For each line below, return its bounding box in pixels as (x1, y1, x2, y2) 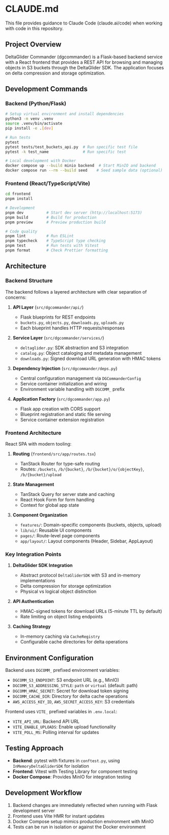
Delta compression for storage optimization (20, 583, 111, 589)
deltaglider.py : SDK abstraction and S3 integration (20, 345, 129, 351)
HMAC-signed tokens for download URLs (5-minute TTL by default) (20, 608, 162, 614)
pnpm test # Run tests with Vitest (5, 243, 99, 248)
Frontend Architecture (5, 429, 62, 436)
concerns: (5, 294, 27, 300)
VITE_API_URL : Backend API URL (12, 718, 80, 724)
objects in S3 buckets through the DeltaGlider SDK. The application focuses (5, 64, 164, 70)
